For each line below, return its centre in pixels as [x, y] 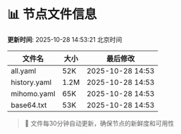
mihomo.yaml [33, 93]
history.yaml [31, 82]
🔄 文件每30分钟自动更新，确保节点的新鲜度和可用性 [99, 123]
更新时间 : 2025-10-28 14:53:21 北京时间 [65, 39]
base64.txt [29, 105]
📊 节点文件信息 [52, 14]
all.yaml [24, 71]
